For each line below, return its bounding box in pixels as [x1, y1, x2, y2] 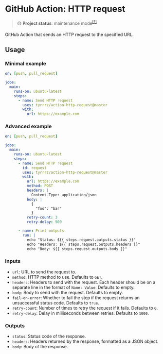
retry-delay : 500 [26, 219, 62, 224]
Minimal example [5, 60, 46, 67]
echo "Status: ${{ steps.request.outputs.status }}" [26, 237, 136, 242]
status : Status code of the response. [12, 334, 86, 339]
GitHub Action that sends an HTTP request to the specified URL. [5, 32, 134, 37]
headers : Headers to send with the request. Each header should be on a [12, 279, 156, 285]
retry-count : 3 [26, 215, 57, 220]
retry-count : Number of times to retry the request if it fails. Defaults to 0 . [12, 305, 158, 311]
